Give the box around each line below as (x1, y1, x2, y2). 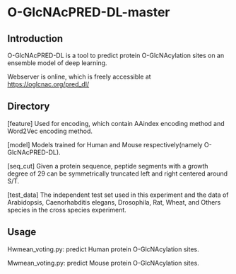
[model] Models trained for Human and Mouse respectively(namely (7, 140, 203, 149)
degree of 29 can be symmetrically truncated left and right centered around (7, 169, 228, 178)
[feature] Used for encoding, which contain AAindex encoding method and (7, 119, 225, 127)
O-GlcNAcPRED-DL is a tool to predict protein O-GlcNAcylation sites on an (7, 51, 225, 59)
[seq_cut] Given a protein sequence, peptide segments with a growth (7, 161, 208, 170)
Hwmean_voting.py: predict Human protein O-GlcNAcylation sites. (7, 245, 199, 253)
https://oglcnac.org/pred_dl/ (7, 80, 90, 89)
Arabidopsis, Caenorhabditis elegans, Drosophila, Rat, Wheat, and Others (7, 198, 221, 206)
